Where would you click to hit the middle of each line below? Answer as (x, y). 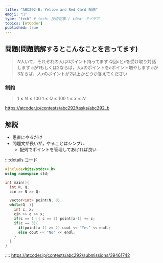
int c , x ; (24, 210)
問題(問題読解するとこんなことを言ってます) (71, 49)
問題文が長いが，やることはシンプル (48, 143)
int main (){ (17, 182)
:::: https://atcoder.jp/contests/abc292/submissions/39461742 (68, 255)
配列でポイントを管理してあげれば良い (58, 150)
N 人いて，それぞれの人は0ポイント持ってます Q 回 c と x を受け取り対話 (86, 61)
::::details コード (21, 160)
